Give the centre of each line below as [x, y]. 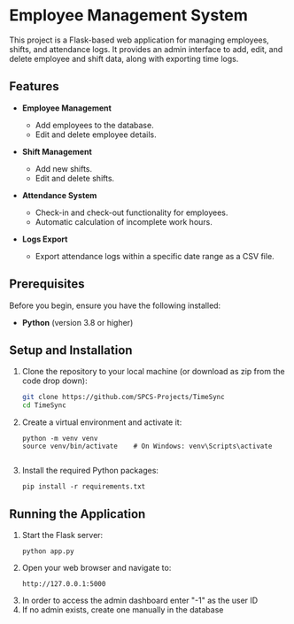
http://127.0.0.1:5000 [64, 584]
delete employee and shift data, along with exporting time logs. [124, 58]
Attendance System [59, 195]
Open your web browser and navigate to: [97, 567]
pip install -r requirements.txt [84, 487]
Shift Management [57, 151]
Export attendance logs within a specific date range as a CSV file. [155, 256]
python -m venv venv [60, 439]
